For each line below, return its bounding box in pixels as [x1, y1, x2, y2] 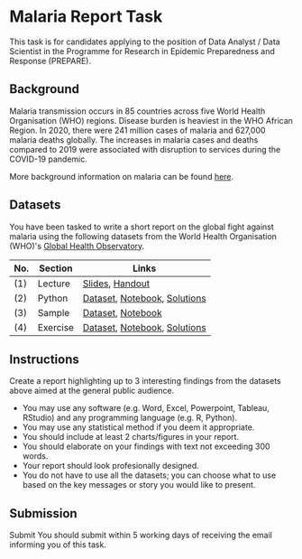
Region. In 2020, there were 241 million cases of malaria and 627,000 [9, 125, 266, 135]
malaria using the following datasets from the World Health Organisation [9, 230, 278, 241]
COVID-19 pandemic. [9, 154, 87, 164]
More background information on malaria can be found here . [9, 171, 234, 182]
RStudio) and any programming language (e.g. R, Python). [22, 413, 237, 424]
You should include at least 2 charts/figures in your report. [22, 432, 240, 443]
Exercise [37, 321, 75, 333]
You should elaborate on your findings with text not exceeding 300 [22, 441, 270, 452]
